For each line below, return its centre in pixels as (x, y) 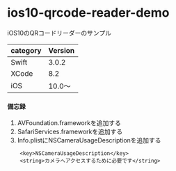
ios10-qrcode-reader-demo (88, 13)
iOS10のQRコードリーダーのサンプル (59, 33)
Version (62, 50)
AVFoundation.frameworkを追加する (69, 123)
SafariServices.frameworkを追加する (70, 132)
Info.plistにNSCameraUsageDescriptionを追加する (89, 140)
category (26, 50)
